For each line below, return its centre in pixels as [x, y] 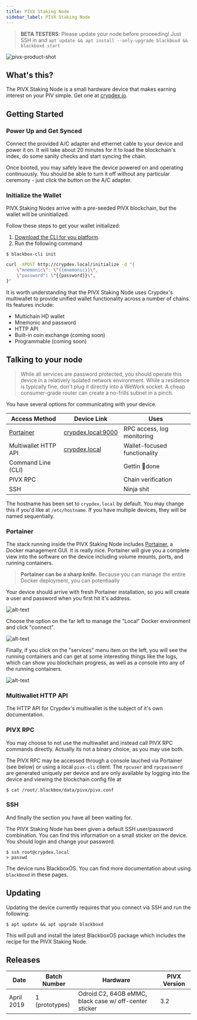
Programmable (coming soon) [50, 341]
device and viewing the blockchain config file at [64, 779]
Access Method [33, 419]
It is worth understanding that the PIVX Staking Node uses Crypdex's [89, 292]
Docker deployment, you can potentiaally [70, 580]
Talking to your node [45, 360]
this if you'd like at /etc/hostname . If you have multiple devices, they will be [96, 509]
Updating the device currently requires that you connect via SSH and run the [98, 907]
